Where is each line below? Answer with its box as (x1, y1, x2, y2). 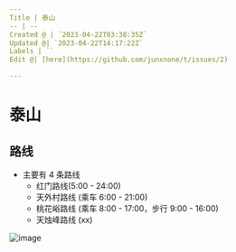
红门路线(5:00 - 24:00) (35, 181, 122, 191)
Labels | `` (9, 47, 54, 56)
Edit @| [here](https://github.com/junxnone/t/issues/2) (9, 55, 229, 64)
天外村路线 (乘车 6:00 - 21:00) (35, 191, 148, 202)
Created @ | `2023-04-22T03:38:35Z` (9, 30, 147, 39)
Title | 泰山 (9, 13, 56, 23)
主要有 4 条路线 (22, 169, 80, 180)
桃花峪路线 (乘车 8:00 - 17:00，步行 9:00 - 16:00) (35, 203, 219, 213)
